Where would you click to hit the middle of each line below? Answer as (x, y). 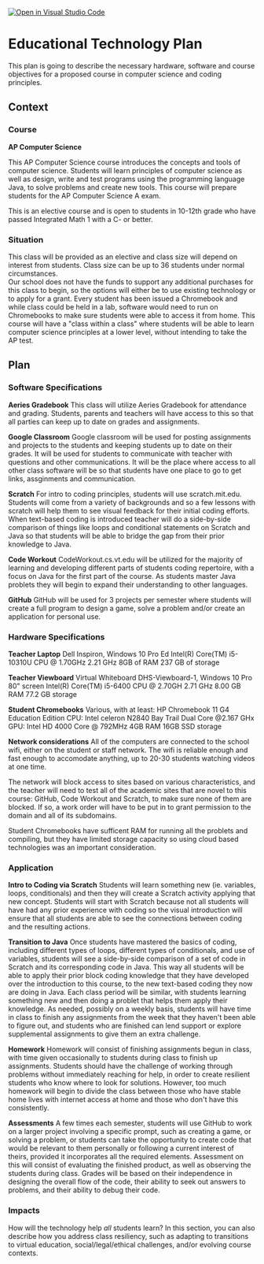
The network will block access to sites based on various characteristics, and (132, 782)
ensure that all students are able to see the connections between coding (125, 918)
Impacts (24, 1210)
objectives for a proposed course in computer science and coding (115, 74)
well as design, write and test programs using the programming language (126, 179)
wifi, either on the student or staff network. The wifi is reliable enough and (128, 750)
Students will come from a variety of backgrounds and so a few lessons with (132, 502)
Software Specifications (55, 387)
